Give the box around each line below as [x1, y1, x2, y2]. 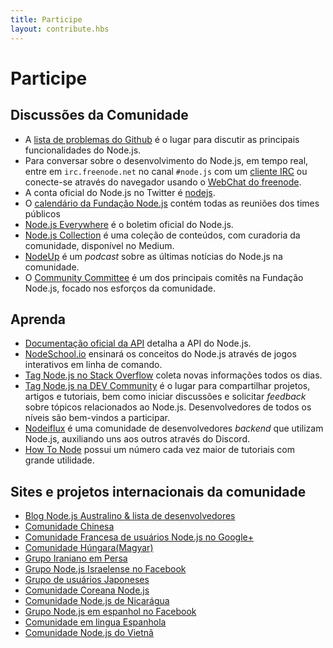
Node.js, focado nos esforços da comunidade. [24, 282, 216, 294]
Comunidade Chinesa [24, 521, 115, 533]
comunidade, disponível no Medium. [24, 239, 175, 251]
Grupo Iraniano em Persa [24, 552, 128, 565]
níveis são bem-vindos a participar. [24, 412, 170, 424]
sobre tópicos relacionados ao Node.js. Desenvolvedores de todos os [24, 401, 312, 413]
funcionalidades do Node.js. [24, 144, 142, 156]
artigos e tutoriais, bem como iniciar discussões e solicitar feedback [24, 391, 307, 403]
